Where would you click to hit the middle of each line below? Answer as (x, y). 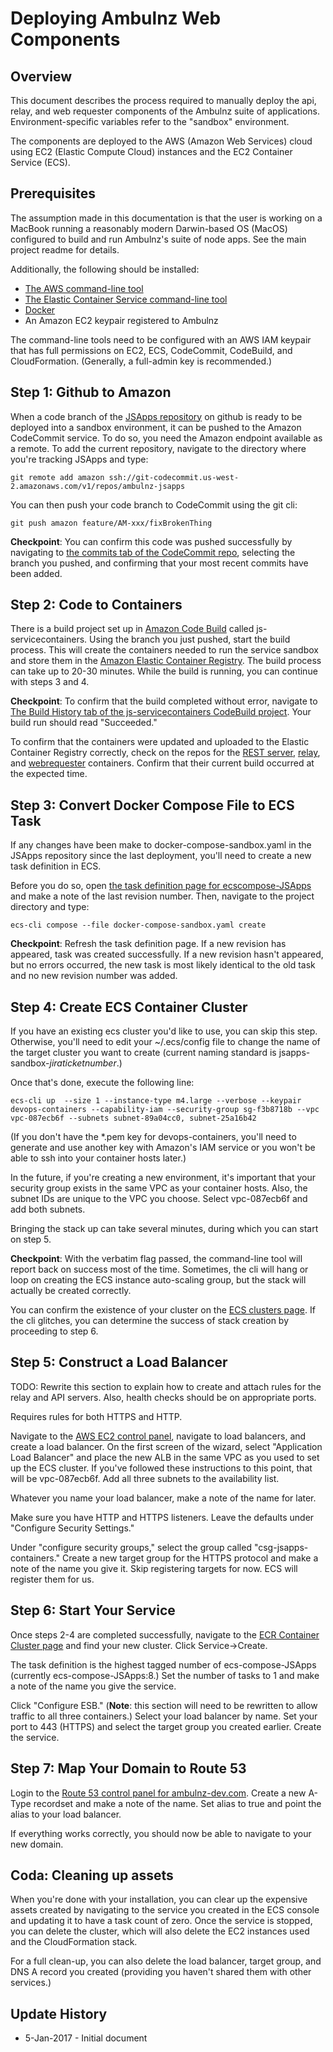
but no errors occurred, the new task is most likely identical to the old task (163, 965)
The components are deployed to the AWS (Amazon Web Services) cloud (161, 141)
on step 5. (31, 1239)
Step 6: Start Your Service (93, 1610)
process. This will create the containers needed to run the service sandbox (164, 650)
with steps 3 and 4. (50, 682)
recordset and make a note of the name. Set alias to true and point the (177, 1803)
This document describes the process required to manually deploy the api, (163, 100)
